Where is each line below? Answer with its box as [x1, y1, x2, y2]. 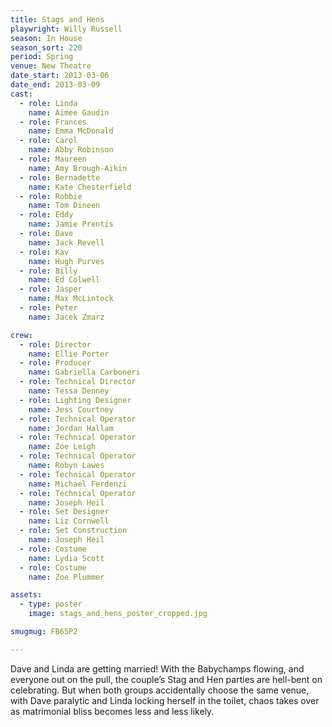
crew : [10, 330, 33, 340]
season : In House [10, 33, 83, 43]
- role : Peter [19, 303, 78, 313]
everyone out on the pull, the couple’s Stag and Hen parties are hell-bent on [10, 673, 323, 685]
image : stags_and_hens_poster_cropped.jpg [28, 609, 208, 619]
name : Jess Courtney [28, 404, 114, 415]
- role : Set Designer [19, 507, 110, 517]
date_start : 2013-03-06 [10, 71, 110, 81]
